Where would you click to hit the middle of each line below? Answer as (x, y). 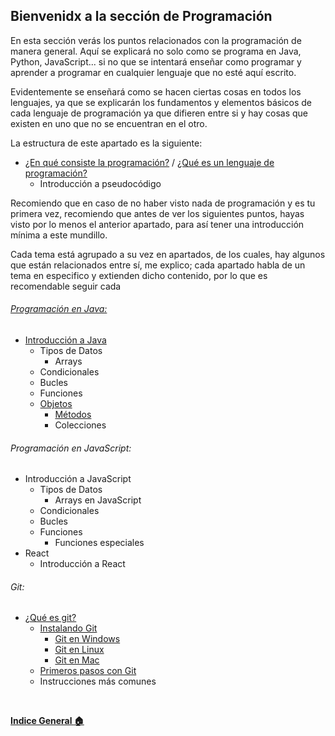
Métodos (73, 415)
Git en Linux (79, 650)
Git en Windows (87, 639)
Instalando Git (68, 628)
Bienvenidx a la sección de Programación (141, 16)
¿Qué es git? (50, 618)
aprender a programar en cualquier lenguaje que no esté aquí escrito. (153, 72)
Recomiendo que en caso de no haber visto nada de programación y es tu (163, 203)
